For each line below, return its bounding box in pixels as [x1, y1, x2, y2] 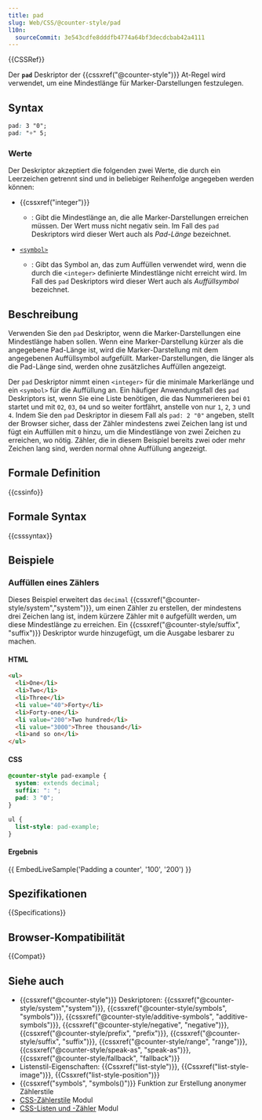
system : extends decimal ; [15, 779, 100, 787]
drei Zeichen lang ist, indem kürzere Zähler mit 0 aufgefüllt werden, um [8, 611, 237, 621]
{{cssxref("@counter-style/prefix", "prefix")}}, [19, 1029, 169, 1038]
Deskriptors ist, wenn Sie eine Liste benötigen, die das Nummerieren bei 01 [8, 393, 251, 403]
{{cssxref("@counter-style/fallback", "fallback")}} [19, 1053, 180, 1063]
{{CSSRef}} [8, 55, 45, 64]
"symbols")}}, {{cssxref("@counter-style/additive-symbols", [19, 1012, 214, 1021]
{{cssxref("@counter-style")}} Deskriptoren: [19, 995, 163, 1005]
